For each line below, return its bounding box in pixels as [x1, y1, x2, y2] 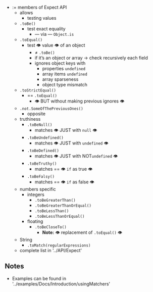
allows [19, 10, 33, 16]
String [19, 237, 32, 242]
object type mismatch [42, 82, 88, 87]
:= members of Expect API [12, 5, 67, 10]
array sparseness [42, 76, 79, 82]
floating [27, 218, 43, 224]
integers [27, 191, 45, 198]
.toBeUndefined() [27, 135, 64, 140]
